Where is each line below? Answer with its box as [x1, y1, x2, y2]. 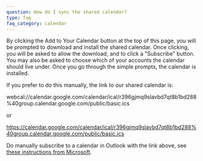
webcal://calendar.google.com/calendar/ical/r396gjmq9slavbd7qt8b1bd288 [6, 93, 197, 101]
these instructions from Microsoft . [6, 148, 92, 156]
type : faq [6, 15, 32, 21]
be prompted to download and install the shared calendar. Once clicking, [6, 43, 190, 51]
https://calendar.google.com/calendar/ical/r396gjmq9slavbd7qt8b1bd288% [6, 124, 197, 131]
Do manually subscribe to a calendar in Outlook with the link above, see [6, 142, 186, 149]
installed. [6, 70, 29, 77]
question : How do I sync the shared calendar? [6, 9, 127, 15]
